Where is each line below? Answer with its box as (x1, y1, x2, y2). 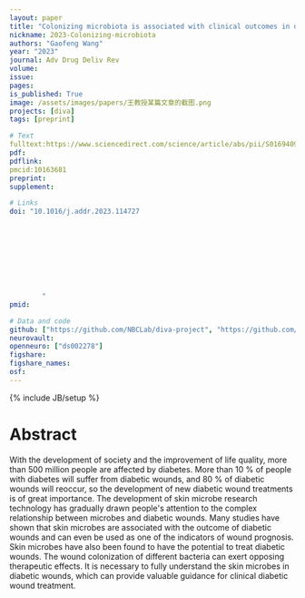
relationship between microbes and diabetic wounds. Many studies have (9, 512, 280, 523)
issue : (9, 73, 34, 82)
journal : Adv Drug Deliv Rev (9, 56, 120, 65)
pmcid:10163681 (9, 165, 67, 174)
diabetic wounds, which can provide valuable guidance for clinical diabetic (9, 570, 289, 581)
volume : (9, 65, 39, 74)
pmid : (9, 299, 30, 309)
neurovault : (9, 333, 54, 342)
